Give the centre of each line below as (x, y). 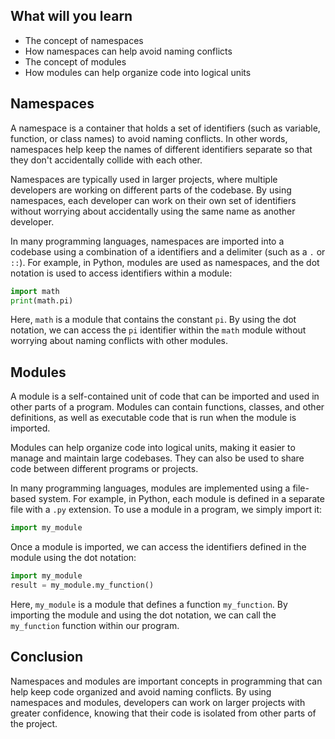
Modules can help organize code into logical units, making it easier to (153, 448)
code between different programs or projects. (104, 469)
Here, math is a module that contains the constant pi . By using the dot (153, 320)
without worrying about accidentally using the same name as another (153, 211)
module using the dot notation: (73, 558)
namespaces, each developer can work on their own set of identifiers (153, 200)
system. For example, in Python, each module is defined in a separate (181, 499)
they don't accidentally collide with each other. (106, 160)
